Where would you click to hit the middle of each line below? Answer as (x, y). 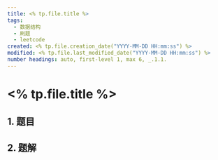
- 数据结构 (27, 27)
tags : (15, 20)
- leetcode (29, 40)
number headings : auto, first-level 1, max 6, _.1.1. (87, 60)
